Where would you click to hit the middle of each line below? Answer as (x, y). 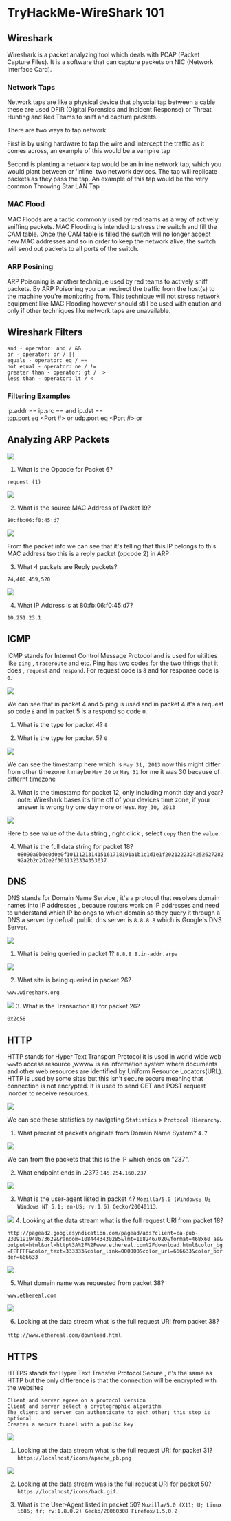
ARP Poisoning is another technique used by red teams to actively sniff (108, 281)
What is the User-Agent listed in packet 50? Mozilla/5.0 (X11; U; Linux (119, 1504)
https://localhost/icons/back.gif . (67, 1491)
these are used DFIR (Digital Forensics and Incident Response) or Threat (109, 110)
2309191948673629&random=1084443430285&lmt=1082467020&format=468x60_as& (115, 1240)
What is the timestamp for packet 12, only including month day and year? (120, 792)
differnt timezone (32, 779)
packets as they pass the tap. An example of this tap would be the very (108, 179)
